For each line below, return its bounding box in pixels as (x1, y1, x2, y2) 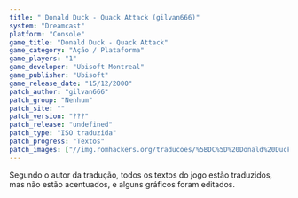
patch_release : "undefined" (9, 121, 114, 130)
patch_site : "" (9, 104, 66, 113)
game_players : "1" (9, 54, 77, 63)
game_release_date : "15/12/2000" (9, 79, 133, 88)
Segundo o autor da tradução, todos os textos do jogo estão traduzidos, (9, 170, 273, 180)
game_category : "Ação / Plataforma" (9, 46, 145, 55)
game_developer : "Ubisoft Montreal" (9, 63, 145, 72)
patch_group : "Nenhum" (9, 95, 93, 105)
